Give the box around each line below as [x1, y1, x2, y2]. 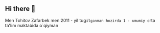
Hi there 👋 [5, 5, 36, 13]
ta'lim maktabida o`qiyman [5, 22, 59, 28]
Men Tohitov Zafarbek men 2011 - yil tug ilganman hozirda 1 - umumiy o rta [5, 17, 156, 23]
